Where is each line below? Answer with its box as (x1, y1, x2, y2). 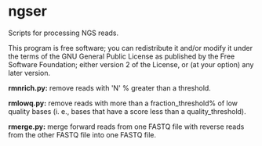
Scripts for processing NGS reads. (8, 28, 119, 37)
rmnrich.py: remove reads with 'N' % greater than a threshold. (8, 83, 212, 92)
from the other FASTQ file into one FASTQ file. (8, 130, 157, 139)
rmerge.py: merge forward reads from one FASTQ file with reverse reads (8, 122, 245, 131)
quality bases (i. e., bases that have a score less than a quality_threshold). (8, 106, 246, 116)
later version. (8, 68, 51, 77)
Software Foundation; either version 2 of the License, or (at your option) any (8, 59, 254, 69)
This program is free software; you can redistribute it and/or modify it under (8, 43, 253, 52)
